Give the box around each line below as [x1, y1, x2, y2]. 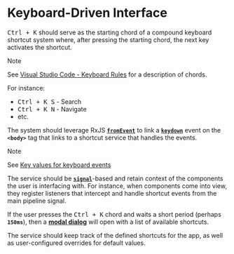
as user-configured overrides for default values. [7, 239, 146, 247]
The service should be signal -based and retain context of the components [7, 174, 223, 182]
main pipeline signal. [7, 196, 67, 205]
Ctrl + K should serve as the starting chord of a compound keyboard [7, 28, 212, 36]
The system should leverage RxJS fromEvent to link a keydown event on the [7, 126, 221, 134]
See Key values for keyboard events [7, 160, 111, 169]
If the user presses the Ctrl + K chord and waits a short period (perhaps [7, 210, 222, 218]
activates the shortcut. [7, 43, 72, 51]
